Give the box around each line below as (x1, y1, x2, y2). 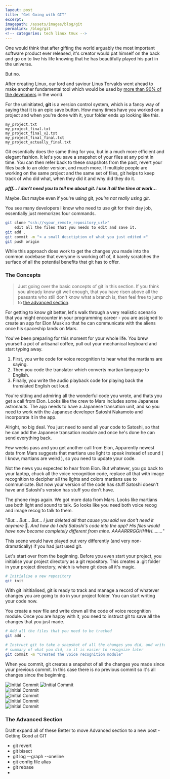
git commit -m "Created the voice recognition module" (5, 652, 123, 657)
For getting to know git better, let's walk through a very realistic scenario (5, 309, 156, 315)
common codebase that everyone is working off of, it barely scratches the (5, 254, 159, 260)
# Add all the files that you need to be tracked (5, 628, 112, 634)
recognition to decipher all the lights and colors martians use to (5, 476, 137, 482)
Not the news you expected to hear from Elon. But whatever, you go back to (5, 465, 163, 471)
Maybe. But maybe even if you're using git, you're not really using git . (5, 195, 150, 201)
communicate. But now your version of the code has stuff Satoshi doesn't (5, 481, 159, 487)
